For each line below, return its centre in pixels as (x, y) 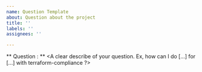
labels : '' (20, 28)
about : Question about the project (51, 17)
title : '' (19, 23)
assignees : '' (24, 34)
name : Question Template (37, 12)
